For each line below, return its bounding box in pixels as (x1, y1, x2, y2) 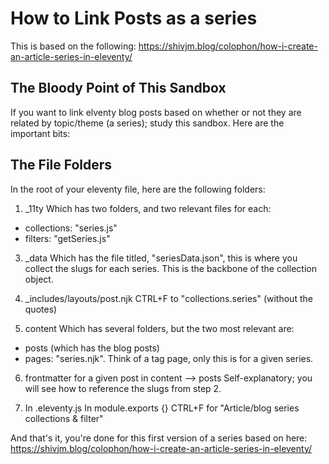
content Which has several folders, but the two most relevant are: (24, 322, 295, 334)
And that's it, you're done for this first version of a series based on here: (10, 432, 308, 444)
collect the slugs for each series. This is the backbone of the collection (24, 262, 317, 274)
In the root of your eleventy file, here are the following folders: (10, 183, 266, 195)
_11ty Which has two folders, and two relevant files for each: (24, 202, 272, 214)
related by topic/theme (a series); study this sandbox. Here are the (10, 117, 285, 129)
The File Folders (10, 157, 113, 174)
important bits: (10, 127, 71, 139)
